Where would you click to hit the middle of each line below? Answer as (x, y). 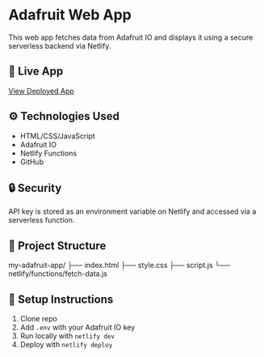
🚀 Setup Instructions (61, 299)
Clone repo (39, 319)
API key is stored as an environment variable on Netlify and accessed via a (132, 211)
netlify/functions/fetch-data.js (58, 274)
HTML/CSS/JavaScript (57, 136)
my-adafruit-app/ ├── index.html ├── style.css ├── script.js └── (119, 266)
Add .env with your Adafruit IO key (78, 327)
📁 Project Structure (57, 246)
